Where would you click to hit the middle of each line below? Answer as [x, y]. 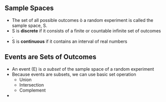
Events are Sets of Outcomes [50, 57]
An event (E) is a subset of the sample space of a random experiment [83, 69]
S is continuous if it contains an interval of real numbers [70, 41]
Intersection [32, 85]
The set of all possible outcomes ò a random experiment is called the [83, 20]
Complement [32, 90]
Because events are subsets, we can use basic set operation [74, 74]
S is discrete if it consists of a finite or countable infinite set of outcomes [86, 31]
